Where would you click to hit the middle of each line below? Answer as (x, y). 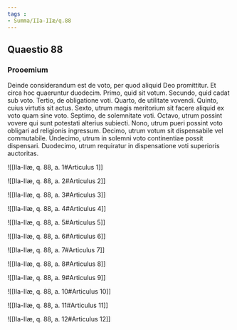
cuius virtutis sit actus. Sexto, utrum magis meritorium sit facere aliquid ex (116, 108)
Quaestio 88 (35, 50)
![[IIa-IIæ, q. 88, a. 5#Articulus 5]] (56, 222)
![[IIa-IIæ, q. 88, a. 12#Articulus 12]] (59, 319)
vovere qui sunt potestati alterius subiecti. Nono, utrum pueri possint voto (115, 123)
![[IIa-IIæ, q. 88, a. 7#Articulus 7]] (56, 250)
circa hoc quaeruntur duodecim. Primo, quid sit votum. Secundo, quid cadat (118, 93)
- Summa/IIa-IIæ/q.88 (39, 21)
